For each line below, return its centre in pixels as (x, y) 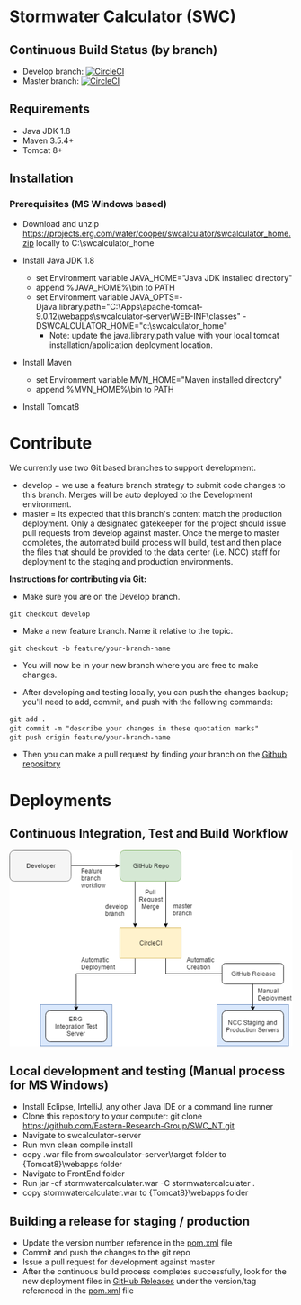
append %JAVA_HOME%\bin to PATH (105, 287)
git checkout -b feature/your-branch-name (90, 649)
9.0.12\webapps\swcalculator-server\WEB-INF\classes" (138, 316)
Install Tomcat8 (51, 406)
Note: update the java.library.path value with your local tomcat (164, 335)
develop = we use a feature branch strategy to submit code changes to (154, 485)
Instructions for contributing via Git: (78, 579)
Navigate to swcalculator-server (82, 1136)
